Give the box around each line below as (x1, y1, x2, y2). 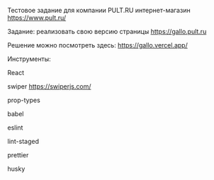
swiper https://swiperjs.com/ (7, 82, 91, 91)
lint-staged (7, 137, 40, 145)
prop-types (7, 96, 40, 104)
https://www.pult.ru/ (7, 13, 67, 22)
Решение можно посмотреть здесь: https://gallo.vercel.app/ (7, 41, 188, 49)
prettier (7, 151, 29, 159)
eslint (7, 123, 23, 132)
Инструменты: (7, 55, 51, 63)
